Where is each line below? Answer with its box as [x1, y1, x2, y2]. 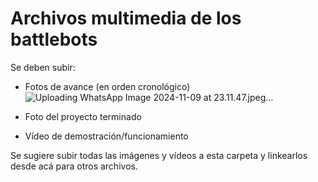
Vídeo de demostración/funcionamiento [24, 130, 189, 142]
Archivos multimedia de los [10, 7, 242, 30]
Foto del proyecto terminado [24, 110, 142, 122]
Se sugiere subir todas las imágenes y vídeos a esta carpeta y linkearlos [10, 149, 308, 161]
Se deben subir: [10, 61, 76, 73]
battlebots [10, 28, 98, 51]
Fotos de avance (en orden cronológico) [24, 80, 191, 92]
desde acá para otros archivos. [10, 160, 138, 172]
